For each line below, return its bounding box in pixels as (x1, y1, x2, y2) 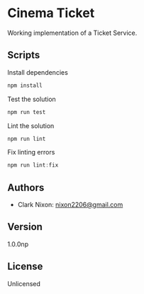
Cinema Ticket (7, 5, 95, 21)
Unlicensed (7, 279, 41, 288)
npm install (7, 82, 43, 89)
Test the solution (7, 95, 57, 103)
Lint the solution (7, 121, 55, 130)
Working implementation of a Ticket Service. (7, 28, 138, 37)
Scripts (7, 49, 40, 61)
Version (7, 221, 43, 233)
